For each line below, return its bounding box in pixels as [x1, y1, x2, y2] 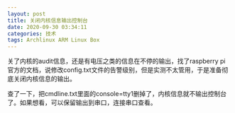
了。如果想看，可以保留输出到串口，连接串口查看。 [7, 98, 157, 107]
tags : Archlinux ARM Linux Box [7, 37, 100, 44]
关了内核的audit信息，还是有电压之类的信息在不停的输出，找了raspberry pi [7, 57, 226, 66]
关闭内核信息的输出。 [13, 75, 76, 83]
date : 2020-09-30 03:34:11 [7, 23, 87, 30]
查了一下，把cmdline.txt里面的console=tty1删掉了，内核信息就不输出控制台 [7, 90, 227, 98]
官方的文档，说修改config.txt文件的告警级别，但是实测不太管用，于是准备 [7, 66, 222, 74]
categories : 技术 [7, 30, 57, 37]
